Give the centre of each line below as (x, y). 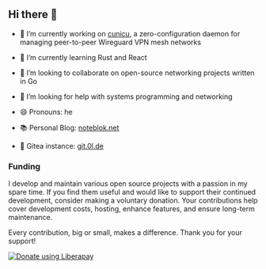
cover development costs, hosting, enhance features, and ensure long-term (131, 209)
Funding (25, 166)
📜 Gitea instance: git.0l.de (62, 146)
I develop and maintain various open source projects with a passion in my (128, 184)
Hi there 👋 (33, 15)
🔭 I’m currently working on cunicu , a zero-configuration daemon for (130, 33)
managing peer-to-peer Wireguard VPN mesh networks (110, 42)
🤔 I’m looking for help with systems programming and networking (126, 97)
